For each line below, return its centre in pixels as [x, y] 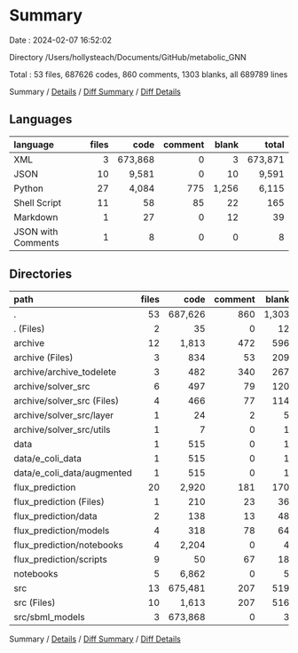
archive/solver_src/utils [62, 429]
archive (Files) [43, 358]
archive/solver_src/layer [64, 415]
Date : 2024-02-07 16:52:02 [61, 40]
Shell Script [38, 202]
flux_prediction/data [55, 515]
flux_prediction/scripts [61, 559]
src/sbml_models [50, 617]
